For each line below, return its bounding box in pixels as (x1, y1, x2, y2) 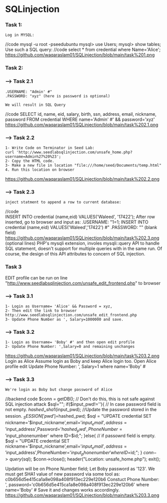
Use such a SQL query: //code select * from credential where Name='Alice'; (5, 46, 161, 53)
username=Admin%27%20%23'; (5, 154, 61, 159)
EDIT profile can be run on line (5, 274, 68, 280)
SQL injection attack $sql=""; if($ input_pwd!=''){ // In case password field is (5, 401, 161, 407)
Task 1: (5, 21, 22, 28)
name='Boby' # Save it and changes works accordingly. (5, 487, 120, 493)
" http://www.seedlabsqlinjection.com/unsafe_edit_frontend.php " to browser (5, 280, 161, 286)
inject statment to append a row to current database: (5, 200, 122, 205)
